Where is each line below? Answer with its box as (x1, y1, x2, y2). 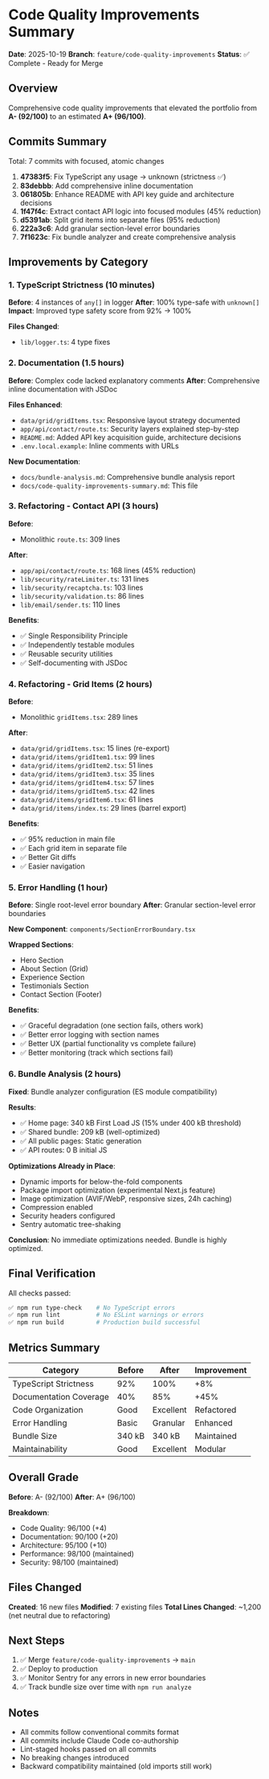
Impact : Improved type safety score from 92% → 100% (8, 306, 192, 316)
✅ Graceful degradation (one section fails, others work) (19, 1020, 204, 1030)
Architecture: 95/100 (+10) (19, 1540, 108, 1550)
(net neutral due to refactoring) (8, 1610, 111, 1620)
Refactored (194, 1404, 237, 1415)
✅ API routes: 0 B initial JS (19, 1145, 108, 1155)
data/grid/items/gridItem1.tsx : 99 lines (19, 752, 155, 762)
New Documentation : (8, 456, 81, 466)
